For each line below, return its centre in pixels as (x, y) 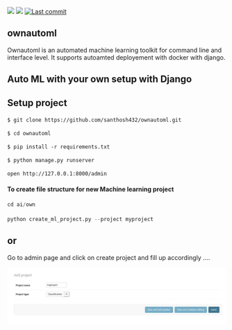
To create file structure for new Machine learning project (91, 189)
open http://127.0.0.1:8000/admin (57, 174)
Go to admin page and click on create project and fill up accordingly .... (109, 257)
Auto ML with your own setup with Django (100, 79)
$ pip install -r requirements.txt (59, 147)
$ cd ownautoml (29, 134)
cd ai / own (22, 205)
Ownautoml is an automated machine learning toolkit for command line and (115, 50)
